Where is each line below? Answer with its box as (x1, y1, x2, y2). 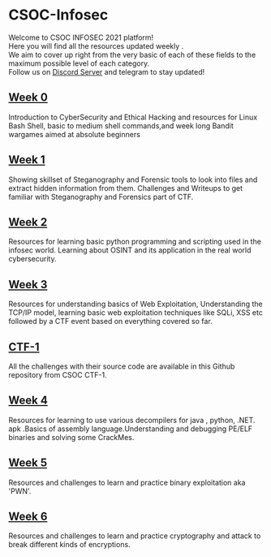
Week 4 (8, 394, 49, 408)
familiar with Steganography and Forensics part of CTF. (8, 192, 194, 201)
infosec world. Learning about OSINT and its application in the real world (8, 245, 252, 255)
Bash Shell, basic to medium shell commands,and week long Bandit (8, 120, 234, 131)
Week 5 (8, 456, 47, 470)
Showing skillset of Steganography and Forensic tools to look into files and (8, 175, 258, 184)
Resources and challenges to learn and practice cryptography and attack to (8, 531, 261, 541)
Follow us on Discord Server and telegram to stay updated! (8, 67, 205, 76)
